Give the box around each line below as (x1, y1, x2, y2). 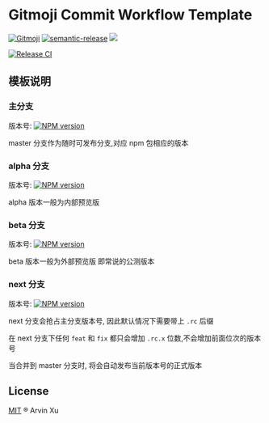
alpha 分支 (8, 160, 50, 171)
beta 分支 (8, 219, 46, 231)
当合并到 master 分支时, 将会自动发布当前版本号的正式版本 (8, 360, 203, 370)
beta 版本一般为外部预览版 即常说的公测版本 (8, 256, 155, 266)
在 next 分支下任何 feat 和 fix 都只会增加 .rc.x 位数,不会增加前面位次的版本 (8, 333, 262, 343)
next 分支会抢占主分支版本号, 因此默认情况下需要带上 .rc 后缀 (8, 315, 214, 325)
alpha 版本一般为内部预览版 (8, 197, 99, 207)
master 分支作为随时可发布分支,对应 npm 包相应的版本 (8, 137, 189, 147)
